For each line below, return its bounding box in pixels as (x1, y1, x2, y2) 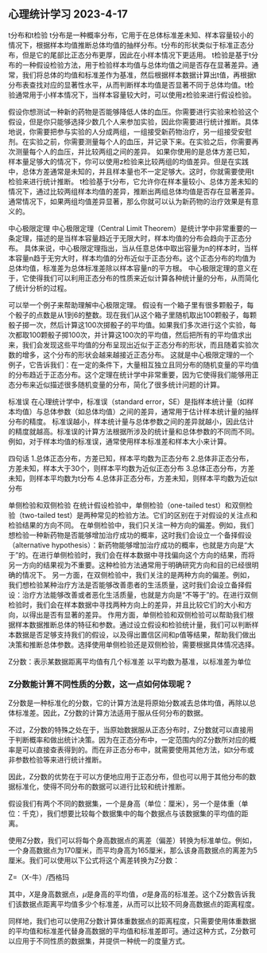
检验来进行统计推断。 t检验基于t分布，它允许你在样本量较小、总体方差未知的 (8, 176, 259, 186)
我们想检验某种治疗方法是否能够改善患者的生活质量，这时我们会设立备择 (8, 580, 245, 590)
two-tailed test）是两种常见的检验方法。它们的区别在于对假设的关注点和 (21, 510, 258, 520)
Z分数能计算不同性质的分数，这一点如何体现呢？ (8, 678, 193, 689)
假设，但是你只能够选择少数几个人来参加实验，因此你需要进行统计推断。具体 (8, 116, 259, 126)
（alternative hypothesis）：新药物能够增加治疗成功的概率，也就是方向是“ (8, 540, 248, 550)
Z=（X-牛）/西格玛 (8, 873, 70, 882)
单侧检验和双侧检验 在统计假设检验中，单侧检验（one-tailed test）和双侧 (8, 500, 246, 510)
